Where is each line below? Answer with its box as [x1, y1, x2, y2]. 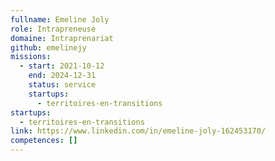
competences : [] [10, 136, 78, 146]
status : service [28, 80, 97, 90]
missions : [10, 52, 52, 62]
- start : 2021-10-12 [19, 61, 105, 71]
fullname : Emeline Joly [10, 14, 110, 25]
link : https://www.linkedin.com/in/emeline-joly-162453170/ [10, 126, 267, 136]
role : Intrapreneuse [10, 24, 97, 34]
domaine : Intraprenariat [10, 33, 114, 43]
